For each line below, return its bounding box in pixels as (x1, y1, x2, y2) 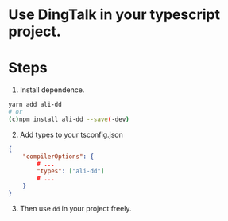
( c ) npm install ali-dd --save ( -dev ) (8, 115, 129, 123)
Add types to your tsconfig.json (19, 130, 123, 139)
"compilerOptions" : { (22, 153, 94, 161)
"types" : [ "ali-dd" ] (37, 167, 105, 176)
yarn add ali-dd (8, 101, 62, 109)
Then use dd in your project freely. (19, 204, 132, 213)
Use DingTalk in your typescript (8, 6, 221, 24)
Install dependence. (19, 85, 85, 95)
